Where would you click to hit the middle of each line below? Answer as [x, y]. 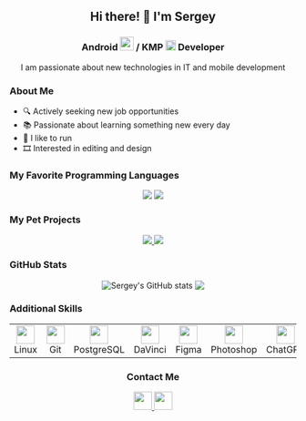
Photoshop [234, 349]
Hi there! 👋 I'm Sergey [153, 17]
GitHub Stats [38, 264]
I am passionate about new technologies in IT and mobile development [153, 67]
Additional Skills [46, 309]
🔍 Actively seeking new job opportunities [101, 111]
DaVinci [150, 349]
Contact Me [153, 376]
